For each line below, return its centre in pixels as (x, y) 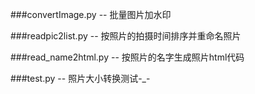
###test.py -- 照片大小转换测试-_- (80, 78)
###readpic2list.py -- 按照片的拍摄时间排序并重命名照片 (126, 36)
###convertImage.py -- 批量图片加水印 (91, 14)
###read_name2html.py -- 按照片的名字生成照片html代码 (127, 57)
